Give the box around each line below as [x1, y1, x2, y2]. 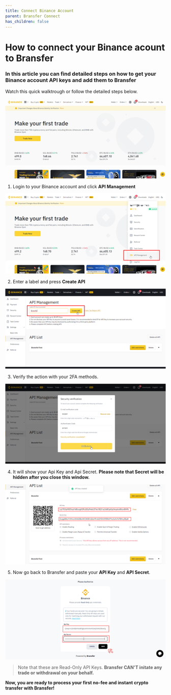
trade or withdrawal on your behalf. [17, 670, 94, 676]
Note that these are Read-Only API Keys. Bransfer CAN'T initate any [17, 664, 162, 670]
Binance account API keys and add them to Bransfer [5, 77, 136, 84]
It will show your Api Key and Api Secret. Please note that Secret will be [12, 469, 164, 475]
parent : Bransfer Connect [5, 13, 60, 19]
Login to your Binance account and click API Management [12, 183, 136, 189]
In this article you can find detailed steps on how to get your [5, 70, 156, 77]
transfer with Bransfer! [5, 685, 55, 691]
